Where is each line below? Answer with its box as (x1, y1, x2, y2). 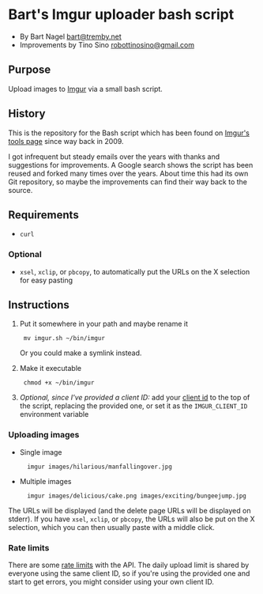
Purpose (8, 63, 51, 77)
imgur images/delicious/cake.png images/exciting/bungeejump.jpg (27, 492, 246, 500)
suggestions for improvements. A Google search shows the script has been (8, 160, 254, 169)
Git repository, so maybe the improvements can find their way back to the (8, 176, 247, 187)
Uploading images (8, 429, 80, 441)
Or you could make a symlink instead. (19, 348, 142, 358)
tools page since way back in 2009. (8, 136, 124, 146)
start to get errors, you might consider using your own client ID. (8, 577, 215, 587)
